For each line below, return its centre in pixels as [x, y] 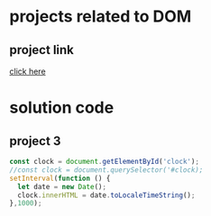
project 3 [35, 141]
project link [42, 50]
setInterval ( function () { [60, 178]
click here [28, 71]
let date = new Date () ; [62, 186]
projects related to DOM [101, 17]
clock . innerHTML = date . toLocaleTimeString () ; [106, 195]
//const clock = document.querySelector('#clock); [106, 170]
